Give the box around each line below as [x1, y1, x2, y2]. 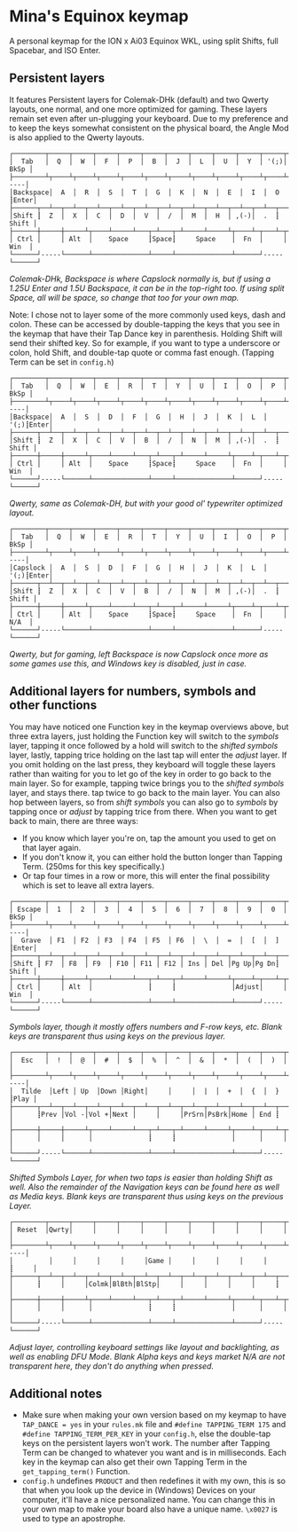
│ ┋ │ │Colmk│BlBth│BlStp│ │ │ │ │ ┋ [9, 1279, 279, 1288]
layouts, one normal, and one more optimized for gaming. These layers [9, 104, 268, 114]
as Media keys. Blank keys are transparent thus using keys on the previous [9, 1190, 284, 1201]
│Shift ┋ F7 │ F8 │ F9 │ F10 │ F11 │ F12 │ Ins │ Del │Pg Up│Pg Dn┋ [9, 959, 279, 968]
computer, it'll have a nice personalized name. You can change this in [21, 1495, 276, 1505]
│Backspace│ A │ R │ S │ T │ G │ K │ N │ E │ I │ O [9, 188, 279, 197]
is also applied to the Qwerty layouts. [9, 131, 145, 143]
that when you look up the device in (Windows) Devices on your [21, 1485, 256, 1496]
